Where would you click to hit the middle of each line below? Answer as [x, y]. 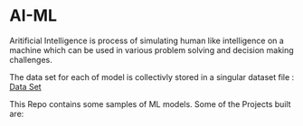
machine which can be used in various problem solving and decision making [151, 49]
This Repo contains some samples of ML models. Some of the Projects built [150, 103]
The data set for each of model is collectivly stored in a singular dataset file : [152, 76]
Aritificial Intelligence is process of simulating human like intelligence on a [147, 40]
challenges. [31, 59]
